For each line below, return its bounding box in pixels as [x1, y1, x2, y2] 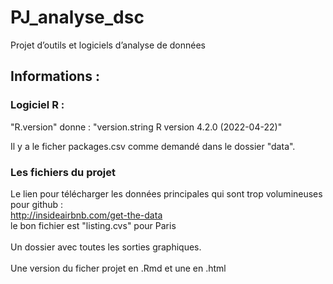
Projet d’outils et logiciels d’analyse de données [10, 39, 206, 51]
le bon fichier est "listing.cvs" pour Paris [10, 219, 177, 231]
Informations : [10, 68, 100, 85]
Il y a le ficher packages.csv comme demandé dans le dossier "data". [10, 140, 296, 152]
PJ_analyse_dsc [10, 6, 145, 29]
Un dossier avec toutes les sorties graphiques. [10, 241, 202, 253]
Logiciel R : [10, 98, 65, 112]
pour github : [10, 198, 64, 210]
